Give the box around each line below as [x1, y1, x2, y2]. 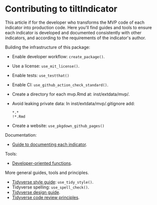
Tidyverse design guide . [12, 189, 60, 195]
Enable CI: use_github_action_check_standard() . [12, 81, 109, 88]
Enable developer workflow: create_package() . [12, 53, 105, 59]
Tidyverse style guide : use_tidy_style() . [12, 179, 94, 185]
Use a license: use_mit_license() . [12, 63, 80, 69]
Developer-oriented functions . [12, 160, 72, 166]
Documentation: [5, 132, 37, 138]
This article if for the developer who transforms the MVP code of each [5, 19, 145, 25]
